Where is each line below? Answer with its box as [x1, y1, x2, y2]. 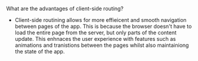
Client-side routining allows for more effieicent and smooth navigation [14, 17, 187, 23]
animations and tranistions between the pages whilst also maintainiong [14, 41, 189, 49]
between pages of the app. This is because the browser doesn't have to [14, 23, 192, 30]
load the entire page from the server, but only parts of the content [14, 29, 177, 36]
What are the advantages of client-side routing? [6, 5, 124, 12]
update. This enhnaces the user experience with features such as [14, 36, 176, 42]
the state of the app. [14, 48, 65, 55]
